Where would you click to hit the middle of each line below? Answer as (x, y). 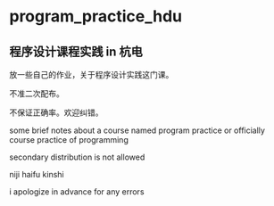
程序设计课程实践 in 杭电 (76, 51)
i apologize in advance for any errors (77, 192)
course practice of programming (69, 140)
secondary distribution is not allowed (77, 157)
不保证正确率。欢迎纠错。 (56, 112)
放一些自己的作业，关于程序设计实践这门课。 (91, 74)
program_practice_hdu (96, 16)
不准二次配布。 (37, 94)
